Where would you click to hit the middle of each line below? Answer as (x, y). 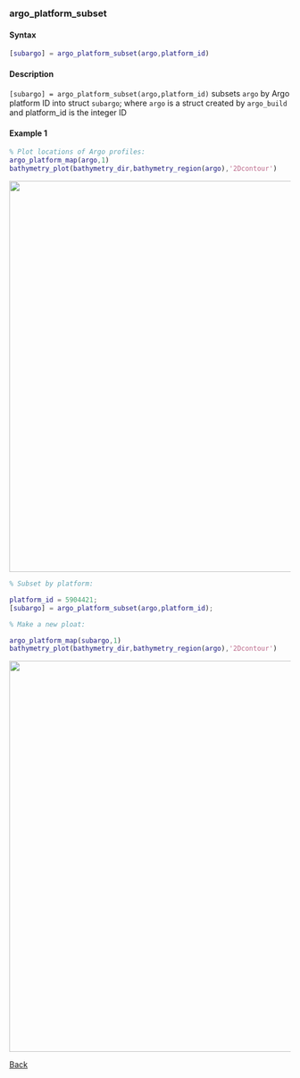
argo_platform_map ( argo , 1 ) (59, 160)
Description (32, 73)
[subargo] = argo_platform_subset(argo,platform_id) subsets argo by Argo (150, 94)
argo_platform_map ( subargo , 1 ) (66, 640)
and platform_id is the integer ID (68, 113)
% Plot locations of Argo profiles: (77, 152)
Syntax (23, 35)
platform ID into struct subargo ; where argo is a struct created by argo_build (148, 103)
